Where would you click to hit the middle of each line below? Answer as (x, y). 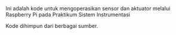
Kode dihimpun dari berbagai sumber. (52, 26)
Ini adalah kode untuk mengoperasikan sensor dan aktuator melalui (88, 8)
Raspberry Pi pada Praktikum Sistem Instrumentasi (68, 15)
